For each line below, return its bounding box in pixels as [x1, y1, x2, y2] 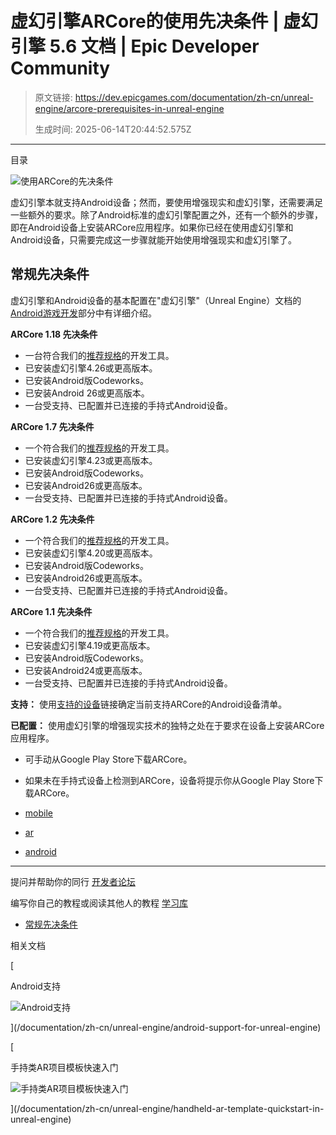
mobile [24, 807, 53, 819]
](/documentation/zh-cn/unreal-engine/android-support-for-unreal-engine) [10, 1021, 322, 1033]
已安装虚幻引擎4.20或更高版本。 [24, 547, 158, 559]
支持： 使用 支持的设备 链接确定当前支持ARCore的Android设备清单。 [10, 698, 288, 710]
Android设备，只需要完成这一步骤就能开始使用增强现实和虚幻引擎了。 [10, 233, 297, 246]
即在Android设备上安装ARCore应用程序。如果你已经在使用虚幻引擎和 [10, 221, 294, 233]
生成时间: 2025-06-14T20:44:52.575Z [34, 123, 192, 135]
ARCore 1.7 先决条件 [10, 420, 95, 432]
